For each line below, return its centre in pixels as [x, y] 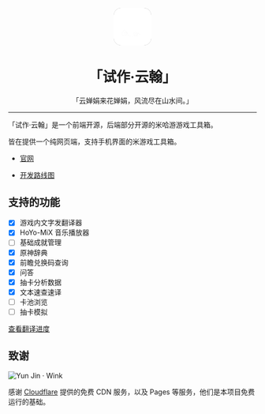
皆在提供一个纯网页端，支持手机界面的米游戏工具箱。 [95, 141]
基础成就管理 [40, 243]
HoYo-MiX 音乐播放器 [54, 232]
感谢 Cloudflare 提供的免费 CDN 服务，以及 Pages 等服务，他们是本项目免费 [131, 392]
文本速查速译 [40, 292]
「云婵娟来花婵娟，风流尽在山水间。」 [132, 100]
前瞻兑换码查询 [44, 262]
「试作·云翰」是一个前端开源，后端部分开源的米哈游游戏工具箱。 [113, 124]
